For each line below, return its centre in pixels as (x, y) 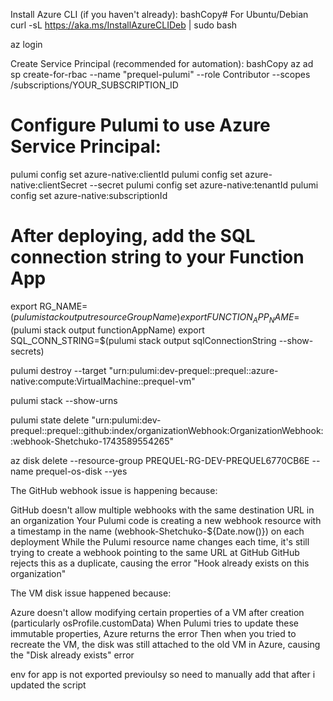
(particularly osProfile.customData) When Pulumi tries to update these (154, 623)
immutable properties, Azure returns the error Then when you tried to (153, 633)
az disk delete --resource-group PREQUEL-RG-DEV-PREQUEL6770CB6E (160, 460)
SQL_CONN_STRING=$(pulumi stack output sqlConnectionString (143, 340)
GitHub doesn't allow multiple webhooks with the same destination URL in (162, 510)
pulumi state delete (50, 420)
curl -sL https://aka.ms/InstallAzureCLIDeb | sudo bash (124, 25)
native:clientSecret (49, 185)
